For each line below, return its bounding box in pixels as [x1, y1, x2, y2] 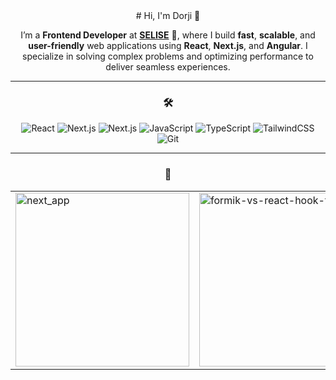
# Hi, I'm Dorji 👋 [135, 10, 201, 21]
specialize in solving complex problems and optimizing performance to [22, 50, 314, 62]
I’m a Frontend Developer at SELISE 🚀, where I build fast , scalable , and [20, 29, 316, 41]
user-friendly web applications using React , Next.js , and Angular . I [28, 40, 308, 51]
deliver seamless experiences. [105, 61, 231, 73]
